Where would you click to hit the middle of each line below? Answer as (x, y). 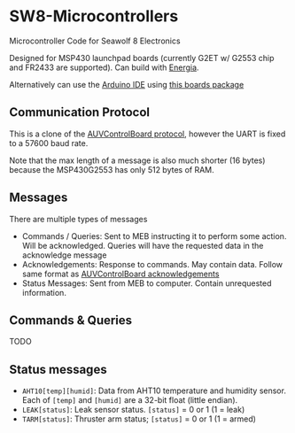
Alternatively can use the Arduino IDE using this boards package (127, 84)
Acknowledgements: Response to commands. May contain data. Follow (152, 264)
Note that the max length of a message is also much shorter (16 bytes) (137, 160)
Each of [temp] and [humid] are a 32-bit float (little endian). (130, 400)
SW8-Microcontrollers (94, 16)
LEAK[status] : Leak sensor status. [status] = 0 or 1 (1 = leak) (133, 410)
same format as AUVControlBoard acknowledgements (120, 274)
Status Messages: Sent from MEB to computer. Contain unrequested (147, 283)
